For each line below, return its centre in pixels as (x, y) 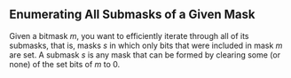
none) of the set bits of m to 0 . (65, 64)
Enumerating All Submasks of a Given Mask (132, 15)
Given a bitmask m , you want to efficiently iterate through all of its (130, 35)
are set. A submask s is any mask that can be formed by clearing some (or (145, 55)
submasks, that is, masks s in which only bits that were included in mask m (146, 45)
